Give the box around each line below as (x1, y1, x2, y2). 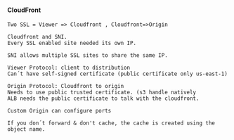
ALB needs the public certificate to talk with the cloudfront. (7, 95, 200, 102)
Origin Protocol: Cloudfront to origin (7, 83, 124, 90)
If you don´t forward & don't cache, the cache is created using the (7, 120, 216, 127)
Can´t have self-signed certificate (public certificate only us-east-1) (7, 70, 228, 77)
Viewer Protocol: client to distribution (7, 64, 131, 72)
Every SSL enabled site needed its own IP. (7, 39, 137, 47)
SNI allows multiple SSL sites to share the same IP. (7, 52, 169, 59)
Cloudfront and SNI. (7, 34, 68, 41)
